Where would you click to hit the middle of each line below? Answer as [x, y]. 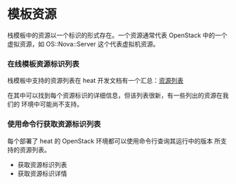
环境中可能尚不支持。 [52, 104]
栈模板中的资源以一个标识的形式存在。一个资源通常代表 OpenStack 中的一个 [117, 35]
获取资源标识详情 [42, 173]
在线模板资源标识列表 [43, 64]
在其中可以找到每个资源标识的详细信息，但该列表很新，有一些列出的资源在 [115, 96]
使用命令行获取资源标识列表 [54, 124]
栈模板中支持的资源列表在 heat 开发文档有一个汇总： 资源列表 [96, 81]
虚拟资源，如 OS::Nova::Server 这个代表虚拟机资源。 [83, 44]
